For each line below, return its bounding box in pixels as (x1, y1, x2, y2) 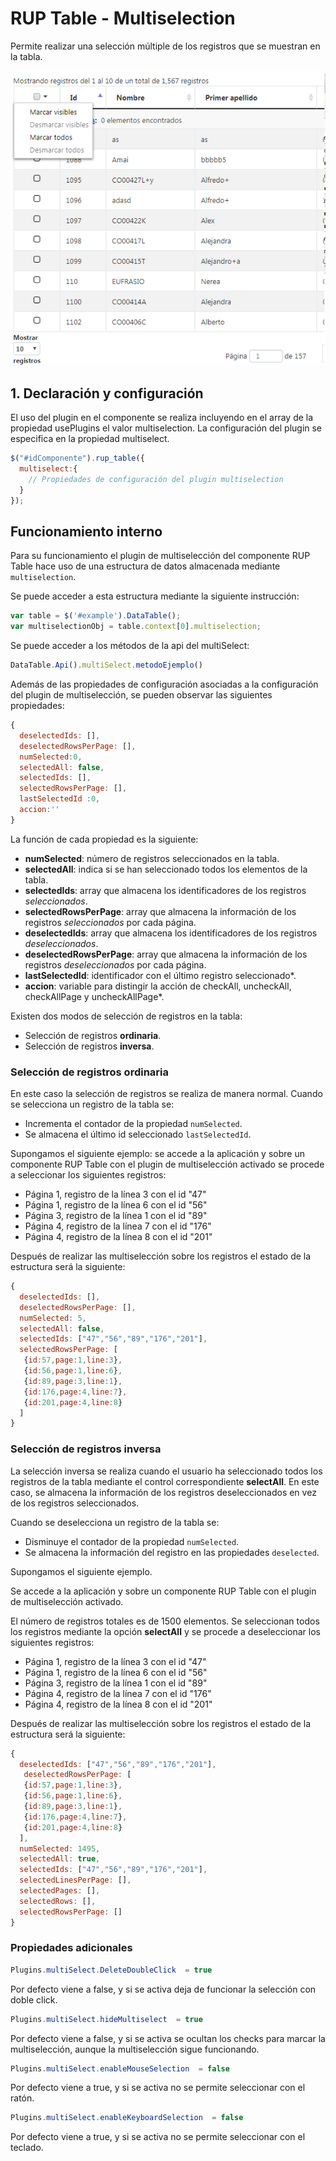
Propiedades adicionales (10, 1941, 133, 1955)
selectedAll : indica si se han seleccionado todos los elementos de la (24, 863, 308, 875)
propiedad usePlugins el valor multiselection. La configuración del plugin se (10, 422, 323, 434)
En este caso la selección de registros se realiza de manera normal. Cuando (10, 1088, 323, 1100)
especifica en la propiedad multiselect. (10, 433, 170, 445)
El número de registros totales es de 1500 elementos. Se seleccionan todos (10, 1615, 320, 1627)
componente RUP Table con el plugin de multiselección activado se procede (10, 1158, 325, 1171)
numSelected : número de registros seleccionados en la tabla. (24, 852, 280, 864)
